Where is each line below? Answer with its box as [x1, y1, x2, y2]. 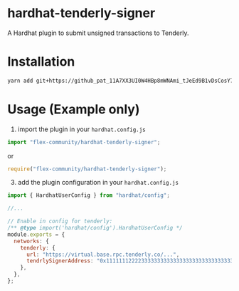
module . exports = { [7, 230, 65, 238]
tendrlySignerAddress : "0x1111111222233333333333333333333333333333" [26, 257, 237, 265]
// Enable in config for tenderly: [7, 218, 113, 225]
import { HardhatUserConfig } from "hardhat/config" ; [7, 192, 171, 199]
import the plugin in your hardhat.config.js [17, 125, 146, 133]
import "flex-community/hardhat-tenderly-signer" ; [7, 138, 161, 145]
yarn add [7, 77, 33, 84]
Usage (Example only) [7, 101, 140, 117]
